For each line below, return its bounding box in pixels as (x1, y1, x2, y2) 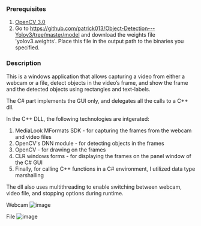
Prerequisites (6, 5, 46, 13)
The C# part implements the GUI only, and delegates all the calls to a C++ (6, 97, 188, 104)
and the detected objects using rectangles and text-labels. (6, 85, 151, 93)
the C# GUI (14, 159, 43, 166)
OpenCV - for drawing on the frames (14, 146, 106, 153)
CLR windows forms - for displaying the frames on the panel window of (14, 152, 192, 159)
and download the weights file (80, 31, 156, 38)
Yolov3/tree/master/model (14, 31, 80, 38)
